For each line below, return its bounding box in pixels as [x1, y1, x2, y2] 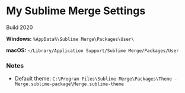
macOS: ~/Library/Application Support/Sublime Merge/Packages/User [6, 46, 179, 54]
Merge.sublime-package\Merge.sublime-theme [14, 81, 125, 87]
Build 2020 [6, 24, 33, 31]
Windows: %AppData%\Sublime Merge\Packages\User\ [6, 35, 135, 42]
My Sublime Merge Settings [6, 4, 146, 18]
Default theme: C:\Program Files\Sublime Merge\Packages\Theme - [14, 75, 178, 82]
